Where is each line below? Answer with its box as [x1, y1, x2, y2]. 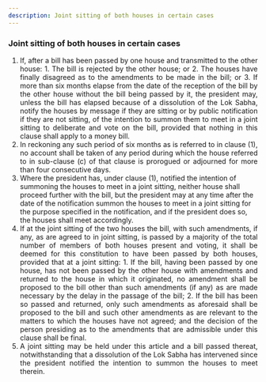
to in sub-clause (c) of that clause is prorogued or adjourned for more [19, 156, 258, 166]
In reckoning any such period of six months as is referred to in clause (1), [19, 139, 258, 149]
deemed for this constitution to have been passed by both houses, [19, 248, 258, 258]
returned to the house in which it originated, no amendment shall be [19, 274, 258, 283]
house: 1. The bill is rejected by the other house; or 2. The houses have [19, 64, 258, 74]
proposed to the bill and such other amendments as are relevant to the [19, 308, 258, 317]
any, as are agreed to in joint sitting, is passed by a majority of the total [19, 232, 258, 241]
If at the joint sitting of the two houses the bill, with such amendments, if [19, 223, 258, 233]
